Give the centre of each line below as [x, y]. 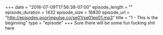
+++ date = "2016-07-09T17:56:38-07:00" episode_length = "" [69, 7]
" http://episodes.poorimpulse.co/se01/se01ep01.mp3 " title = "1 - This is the [81, 17]
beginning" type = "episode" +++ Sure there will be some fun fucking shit [80, 23]
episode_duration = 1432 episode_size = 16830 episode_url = [67, 12]
